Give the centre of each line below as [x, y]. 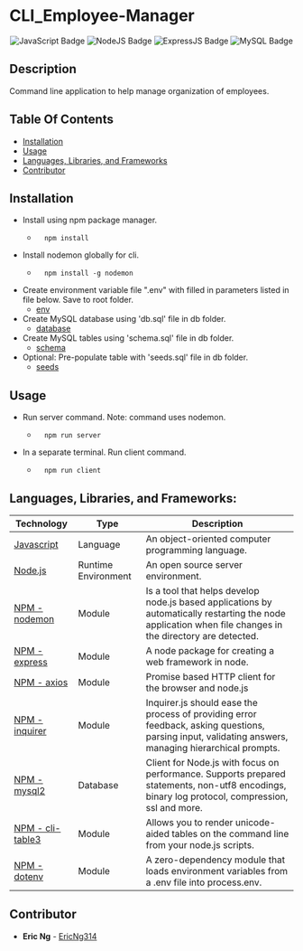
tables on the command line [230, 834]
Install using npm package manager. [90, 220]
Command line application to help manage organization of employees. [139, 90]
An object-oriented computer [208, 539]
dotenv [29, 876]
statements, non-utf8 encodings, [216, 785]
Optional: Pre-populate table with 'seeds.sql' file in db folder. [135, 357]
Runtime [96, 565]
